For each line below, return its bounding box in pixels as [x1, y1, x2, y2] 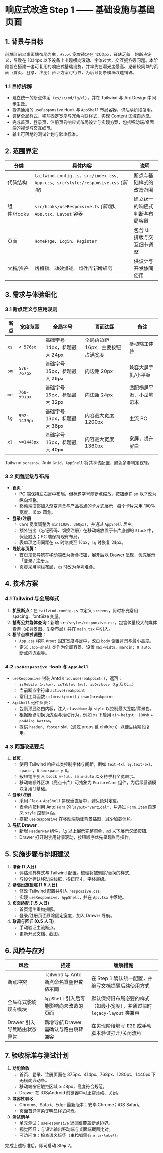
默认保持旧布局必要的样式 [91, 995, 150, 1002]
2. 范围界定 [5, 147, 38, 155]
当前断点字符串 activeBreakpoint [19, 687, 86, 693]
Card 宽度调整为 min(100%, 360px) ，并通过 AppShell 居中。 [19, 522, 136, 527]
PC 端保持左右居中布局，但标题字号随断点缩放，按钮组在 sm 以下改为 [19, 491, 157, 497]
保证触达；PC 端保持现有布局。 [19, 534, 82, 540]
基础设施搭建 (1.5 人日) [12, 882, 58, 888]
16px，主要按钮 [84, 344, 121, 351]
